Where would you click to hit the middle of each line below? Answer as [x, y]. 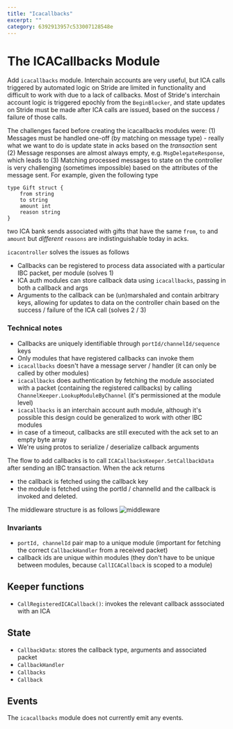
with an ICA [34, 611]
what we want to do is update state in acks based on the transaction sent [112, 146]
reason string [40, 212]
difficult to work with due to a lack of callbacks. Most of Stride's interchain [114, 95]
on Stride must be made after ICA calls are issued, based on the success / [113, 110]
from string [37, 194]
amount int [35, 206]
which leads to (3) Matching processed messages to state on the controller [115, 160]
